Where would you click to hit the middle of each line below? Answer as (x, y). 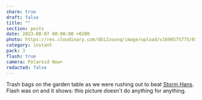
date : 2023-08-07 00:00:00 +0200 (48, 34)
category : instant (29, 46)
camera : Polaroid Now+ (35, 62)
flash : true (21, 56)
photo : (14, 40)
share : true (21, 12)
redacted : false (26, 67)
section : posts (25, 28)
